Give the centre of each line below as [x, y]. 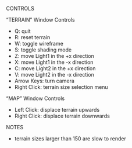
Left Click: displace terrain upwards [57, 110]
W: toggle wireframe [39, 44]
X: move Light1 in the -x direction [54, 62]
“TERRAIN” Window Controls [40, 20]
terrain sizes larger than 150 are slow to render [70, 139]
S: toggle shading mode [43, 50]
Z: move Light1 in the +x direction [54, 56]
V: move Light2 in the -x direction [54, 75]
